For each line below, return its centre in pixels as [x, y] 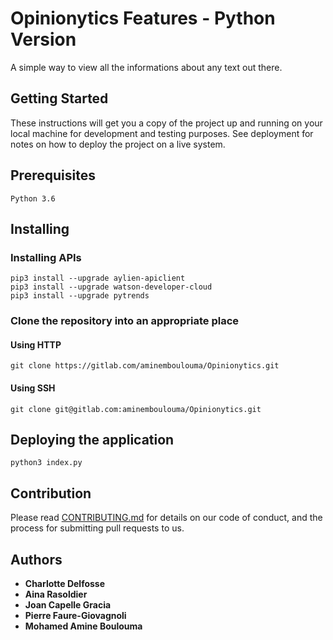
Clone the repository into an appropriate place [125, 321]
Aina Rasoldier [56, 594]
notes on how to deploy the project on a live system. [118, 144]
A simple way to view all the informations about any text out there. [146, 67]
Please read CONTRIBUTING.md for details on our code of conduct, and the [166, 518]
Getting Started [59, 98]
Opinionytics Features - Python [143, 18]
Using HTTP [36, 344]
